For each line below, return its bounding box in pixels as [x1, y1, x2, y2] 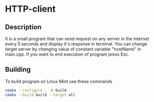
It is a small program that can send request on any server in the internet [5, 36, 149, 41]
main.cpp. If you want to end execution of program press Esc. [5, 51, 130, 57]
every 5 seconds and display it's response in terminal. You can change [5, 41, 148, 47]
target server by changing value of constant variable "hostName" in [5, 46, 141, 52]
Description [5, 23, 42, 31]
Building [5, 65, 31, 74]
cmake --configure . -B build [5, 88, 67, 93]
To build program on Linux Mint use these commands [5, 78, 112, 84]
